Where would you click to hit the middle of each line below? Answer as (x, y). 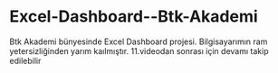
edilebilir (25, 60)
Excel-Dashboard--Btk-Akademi (134, 17)
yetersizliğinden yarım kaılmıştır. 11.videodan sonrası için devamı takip (139, 50)
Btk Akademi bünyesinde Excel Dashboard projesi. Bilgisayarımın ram (139, 41)
